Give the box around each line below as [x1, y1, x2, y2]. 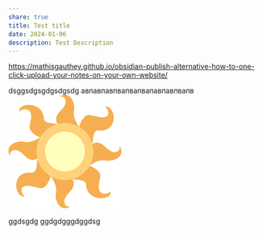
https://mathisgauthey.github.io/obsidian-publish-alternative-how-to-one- [8, 61, 255, 72]
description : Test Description [8, 39, 114, 47]
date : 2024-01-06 [8, 30, 67, 38]
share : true [8, 13, 48, 21]
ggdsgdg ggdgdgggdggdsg [8, 216, 101, 226]
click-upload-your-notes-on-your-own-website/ [8, 70, 168, 80]
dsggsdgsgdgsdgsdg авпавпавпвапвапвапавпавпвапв [8, 86, 194, 96]
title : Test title [8, 21, 70, 30]
